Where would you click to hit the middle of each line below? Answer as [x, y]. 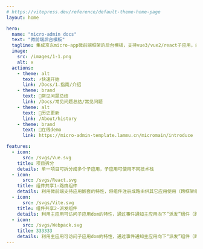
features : [19, 147]
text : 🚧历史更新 [41, 113]
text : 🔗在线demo [42, 130]
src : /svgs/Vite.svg [48, 203]
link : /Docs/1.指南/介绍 [52, 85]
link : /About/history [50, 119]
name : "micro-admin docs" [44, 34]
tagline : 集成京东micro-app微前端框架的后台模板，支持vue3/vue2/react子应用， [104, 45]
